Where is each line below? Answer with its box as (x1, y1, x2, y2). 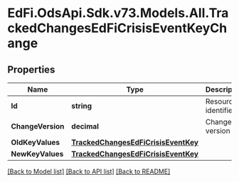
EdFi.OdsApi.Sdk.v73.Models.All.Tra (7, 5, 229, 21)
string (70, 101, 92, 111)
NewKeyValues (11, 149, 64, 159)
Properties (7, 63, 55, 75)
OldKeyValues (11, 137, 60, 147)
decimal (70, 122, 100, 131)
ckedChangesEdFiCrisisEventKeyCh (7, 20, 228, 36)
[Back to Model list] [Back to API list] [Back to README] (7, 167, 171, 176)
